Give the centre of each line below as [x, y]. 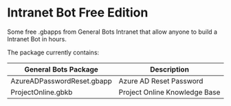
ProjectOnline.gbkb [42, 92]
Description [169, 69]
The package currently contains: [53, 52]
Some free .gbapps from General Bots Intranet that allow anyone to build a [112, 32]
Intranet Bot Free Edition [78, 13]
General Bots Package [61, 69]
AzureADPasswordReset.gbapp [61, 81]
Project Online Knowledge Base [169, 92]
